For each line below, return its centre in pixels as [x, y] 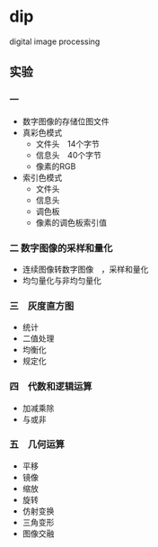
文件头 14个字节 [68, 143]
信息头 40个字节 [68, 155]
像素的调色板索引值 [71, 222]
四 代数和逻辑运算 [51, 387]
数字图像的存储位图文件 [66, 121]
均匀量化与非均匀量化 [61, 280]
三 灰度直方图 [42, 306]
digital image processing [55, 41]
